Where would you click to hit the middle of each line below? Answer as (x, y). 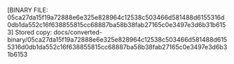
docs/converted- (78, 32)
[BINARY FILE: (28, 10)
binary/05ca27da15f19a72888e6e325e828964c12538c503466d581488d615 (117, 40)
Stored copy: (34, 32)
